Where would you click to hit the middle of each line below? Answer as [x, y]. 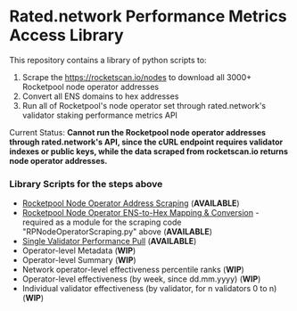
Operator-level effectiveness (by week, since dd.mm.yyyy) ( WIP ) [141, 279]
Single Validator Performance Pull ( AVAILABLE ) [109, 241]
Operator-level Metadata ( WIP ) [79, 250]
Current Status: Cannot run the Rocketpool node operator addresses [137, 132]
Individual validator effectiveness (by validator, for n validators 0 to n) [149, 289]
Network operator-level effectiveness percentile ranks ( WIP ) [133, 270]
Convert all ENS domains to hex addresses [100, 96]
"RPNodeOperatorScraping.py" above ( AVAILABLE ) [117, 232]
